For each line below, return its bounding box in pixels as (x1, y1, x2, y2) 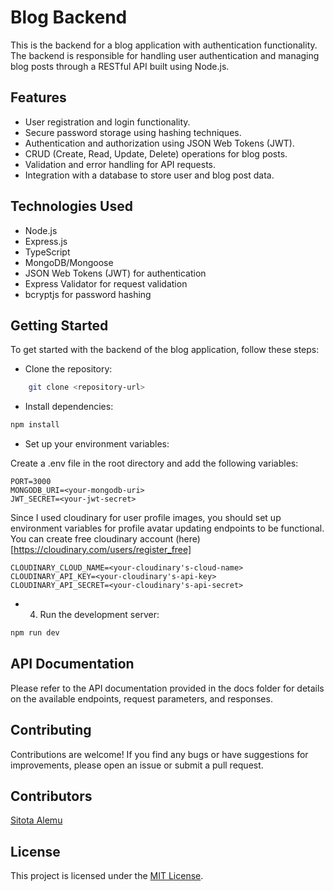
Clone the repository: (24, 363, 113, 375)
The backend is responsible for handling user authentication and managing (10, 49, 320, 61)
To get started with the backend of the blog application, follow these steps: (10, 344, 320, 356)
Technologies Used (10, 198, 133, 215)
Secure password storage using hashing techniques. (24, 126, 242, 138)
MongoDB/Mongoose (24, 256, 114, 268)
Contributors (10, 788, 93, 805)
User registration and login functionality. (24, 116, 191, 128)
